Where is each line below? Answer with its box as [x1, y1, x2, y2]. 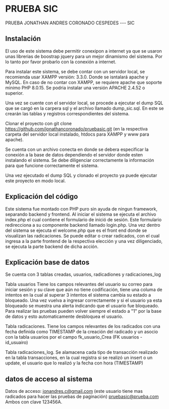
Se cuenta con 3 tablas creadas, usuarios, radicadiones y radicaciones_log [5, 271, 161, 277]
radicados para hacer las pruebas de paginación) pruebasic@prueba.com [5, 393, 159, 400]
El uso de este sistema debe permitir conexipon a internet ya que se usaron [5, 48, 162, 54]
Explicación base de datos [5, 258, 90, 266]
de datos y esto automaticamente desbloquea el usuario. [5, 313, 124, 319]
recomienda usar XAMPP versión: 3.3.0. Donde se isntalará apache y [5, 74, 148, 80]
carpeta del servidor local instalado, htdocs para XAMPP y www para [5, 131, 150, 137]
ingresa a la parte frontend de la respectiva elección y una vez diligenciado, [5, 238, 163, 244]
